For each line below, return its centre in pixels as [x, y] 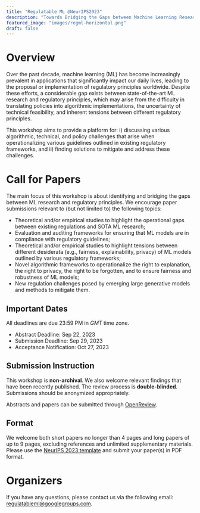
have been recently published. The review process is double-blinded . [92, 386]
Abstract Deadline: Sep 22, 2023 [55, 334]
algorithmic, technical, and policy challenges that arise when [80, 136]
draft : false [22, 28]
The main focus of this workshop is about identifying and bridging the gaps [99, 196]
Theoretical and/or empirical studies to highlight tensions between [96, 245]
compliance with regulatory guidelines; [62, 240]
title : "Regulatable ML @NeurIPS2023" [54, 12]
